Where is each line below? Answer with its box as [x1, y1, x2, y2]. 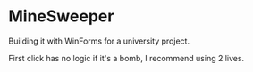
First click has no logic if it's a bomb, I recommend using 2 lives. [8, 52, 245, 63]
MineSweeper [8, 6, 114, 27]
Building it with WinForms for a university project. [8, 36, 190, 46]
